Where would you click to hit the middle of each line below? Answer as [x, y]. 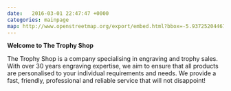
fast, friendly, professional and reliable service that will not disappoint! [107, 81]
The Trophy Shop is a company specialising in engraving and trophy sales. [112, 59]
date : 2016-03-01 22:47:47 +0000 [58, 13]
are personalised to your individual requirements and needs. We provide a [112, 73]
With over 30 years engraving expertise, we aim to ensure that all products [113, 66]
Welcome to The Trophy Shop [51, 46]
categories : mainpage [38, 20]
